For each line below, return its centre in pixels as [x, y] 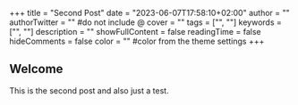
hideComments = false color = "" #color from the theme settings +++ [137, 41]
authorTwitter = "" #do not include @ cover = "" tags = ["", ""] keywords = [145, 22]
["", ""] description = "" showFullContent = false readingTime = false [135, 32]
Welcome [36, 69]
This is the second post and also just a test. [89, 90]
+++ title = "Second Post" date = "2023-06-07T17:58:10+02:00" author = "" [149, 13]
